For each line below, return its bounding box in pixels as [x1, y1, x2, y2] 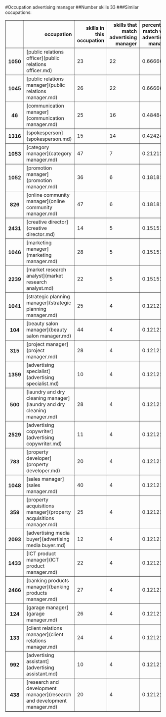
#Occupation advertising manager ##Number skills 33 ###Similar [5, 4, 139, 10]
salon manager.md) [26, 332, 72, 339]
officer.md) [26, 67, 52, 74]
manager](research [26, 691, 72, 698]
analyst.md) [26, 285, 54, 291]
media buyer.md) [26, 542, 66, 549]
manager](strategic [26, 299, 72, 306]
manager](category [26, 150, 72, 157]
